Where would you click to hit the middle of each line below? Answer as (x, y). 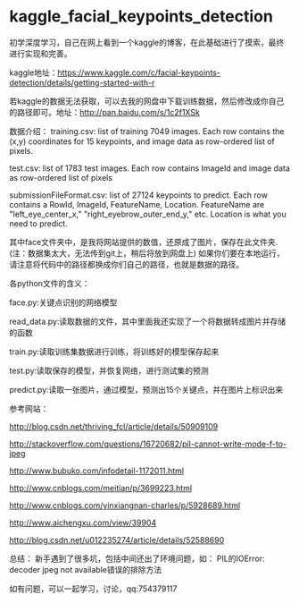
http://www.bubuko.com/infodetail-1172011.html (97, 471)
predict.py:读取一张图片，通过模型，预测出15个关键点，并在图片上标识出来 (146, 389)
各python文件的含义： (50, 283)
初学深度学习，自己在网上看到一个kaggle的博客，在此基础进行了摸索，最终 (147, 42)
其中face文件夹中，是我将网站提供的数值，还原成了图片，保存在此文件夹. (144, 242)
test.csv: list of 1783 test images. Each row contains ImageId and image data (149, 168)
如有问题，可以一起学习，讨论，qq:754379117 (93, 589)
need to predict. (39, 223)
